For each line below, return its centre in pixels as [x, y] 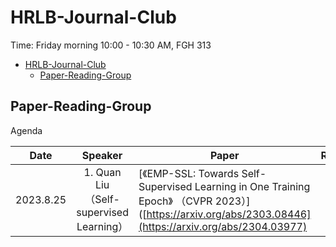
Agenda [26, 130]
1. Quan [102, 172]
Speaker [102, 155]
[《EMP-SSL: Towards [189, 173]
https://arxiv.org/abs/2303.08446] [229, 214]
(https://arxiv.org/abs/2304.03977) [223, 226]
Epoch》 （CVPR [175, 201]
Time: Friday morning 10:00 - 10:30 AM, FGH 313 [111, 45]
